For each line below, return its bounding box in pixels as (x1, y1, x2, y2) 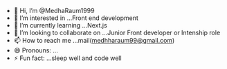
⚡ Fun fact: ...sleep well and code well (13, 54, 122, 62)
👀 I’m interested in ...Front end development (13, 14, 138, 22)
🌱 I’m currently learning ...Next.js (13, 21, 107, 29)
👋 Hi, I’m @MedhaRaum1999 (13, 7, 95, 14)
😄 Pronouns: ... (13, 46, 59, 55)
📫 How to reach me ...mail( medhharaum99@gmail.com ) (13, 37, 175, 44)
